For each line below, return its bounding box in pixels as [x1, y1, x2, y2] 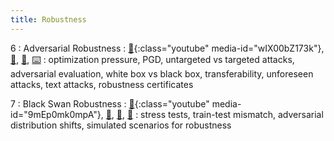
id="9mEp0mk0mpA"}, [10, 108, 104, 120]
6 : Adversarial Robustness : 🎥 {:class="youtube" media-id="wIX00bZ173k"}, [10, 42, 325, 54]
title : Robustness [10, 14, 87, 25]
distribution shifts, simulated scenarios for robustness [10, 119, 232, 131]
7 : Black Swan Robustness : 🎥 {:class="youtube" [10, 97, 210, 110]
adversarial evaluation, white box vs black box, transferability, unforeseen [10, 67, 314, 80]
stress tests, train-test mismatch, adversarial [140, 108, 324, 120]
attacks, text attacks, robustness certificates [10, 78, 194, 90]
